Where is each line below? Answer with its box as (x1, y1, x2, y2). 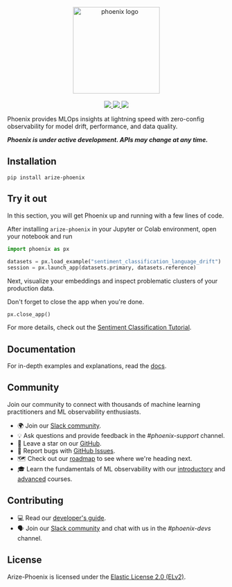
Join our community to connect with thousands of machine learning (7, 400, 201, 408)
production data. (7, 284, 55, 292)
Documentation (7, 343, 76, 355)
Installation (7, 156, 57, 168)
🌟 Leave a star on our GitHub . (17, 439, 102, 447)
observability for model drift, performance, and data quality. (7, 122, 178, 130)
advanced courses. (17, 475, 73, 483)
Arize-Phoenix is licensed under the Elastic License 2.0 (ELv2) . (7, 572, 186, 581)
